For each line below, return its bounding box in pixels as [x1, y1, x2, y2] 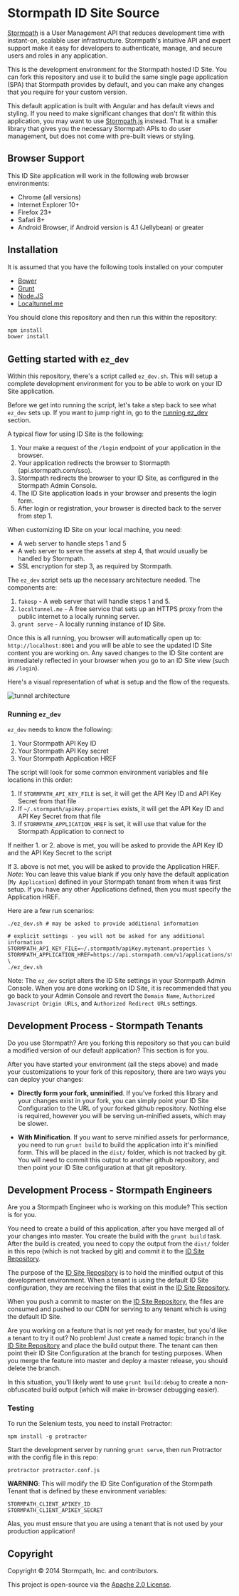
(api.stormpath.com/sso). [17, 466, 92, 475]
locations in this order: [7, 776, 73, 784]
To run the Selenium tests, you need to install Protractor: [7, 1419, 173, 1428]
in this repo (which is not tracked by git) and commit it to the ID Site [7, 1247, 205, 1256]
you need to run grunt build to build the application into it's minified [17, 1141, 218, 1149]
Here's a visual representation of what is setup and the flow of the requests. [7, 678, 230, 687]
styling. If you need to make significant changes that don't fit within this [7, 109, 217, 118]
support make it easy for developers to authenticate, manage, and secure [7, 43, 223, 52]
